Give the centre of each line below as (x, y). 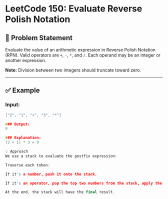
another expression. (26, 60)
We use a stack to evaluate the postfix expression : (61, 156)
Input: (12, 104)
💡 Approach (17, 151)
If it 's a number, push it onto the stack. (51, 174)
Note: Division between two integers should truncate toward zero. (73, 70)
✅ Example (22, 90)
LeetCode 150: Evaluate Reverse (74, 9)
